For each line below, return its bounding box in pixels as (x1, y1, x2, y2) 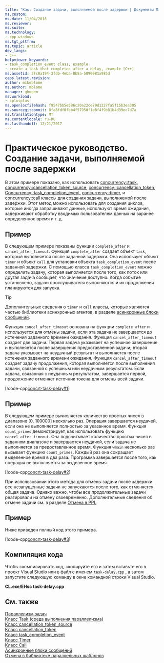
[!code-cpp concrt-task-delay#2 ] (5, 469, 71, 475)
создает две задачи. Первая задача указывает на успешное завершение (5, 340, 158, 345)
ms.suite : (5, 26, 25, 30)
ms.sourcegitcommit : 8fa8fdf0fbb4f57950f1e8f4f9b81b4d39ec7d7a (5, 107, 137, 113)
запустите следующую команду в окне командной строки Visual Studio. (5, 574, 155, 580)
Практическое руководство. (5, 142, 128, 154)
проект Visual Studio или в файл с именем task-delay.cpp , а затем (5, 569, 144, 575)
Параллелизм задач (5, 610, 47, 616)
